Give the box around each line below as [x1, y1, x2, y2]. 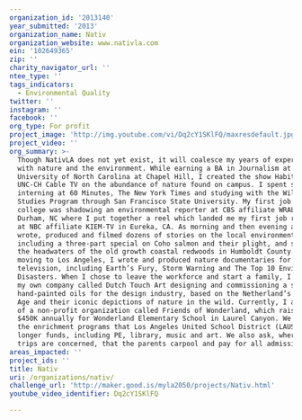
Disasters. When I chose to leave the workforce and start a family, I [17, 273, 292, 281]
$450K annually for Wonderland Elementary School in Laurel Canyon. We [17, 314, 292, 324]
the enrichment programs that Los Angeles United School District [17, 323, 271, 332]
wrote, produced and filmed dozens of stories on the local [17, 230, 247, 239]
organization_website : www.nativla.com [9, 38, 159, 48]
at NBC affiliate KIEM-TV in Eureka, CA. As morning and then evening [17, 222, 288, 231]
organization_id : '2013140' [9, 13, 115, 22]
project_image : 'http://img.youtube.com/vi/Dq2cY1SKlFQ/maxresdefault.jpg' [9, 130, 299, 139]
